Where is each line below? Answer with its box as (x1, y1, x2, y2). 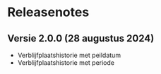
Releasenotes (7, 4, 90, 20)
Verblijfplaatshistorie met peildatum (17, 51, 121, 59)
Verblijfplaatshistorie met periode (17, 58, 115, 67)
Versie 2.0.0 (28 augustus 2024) (7, 32, 155, 44)
